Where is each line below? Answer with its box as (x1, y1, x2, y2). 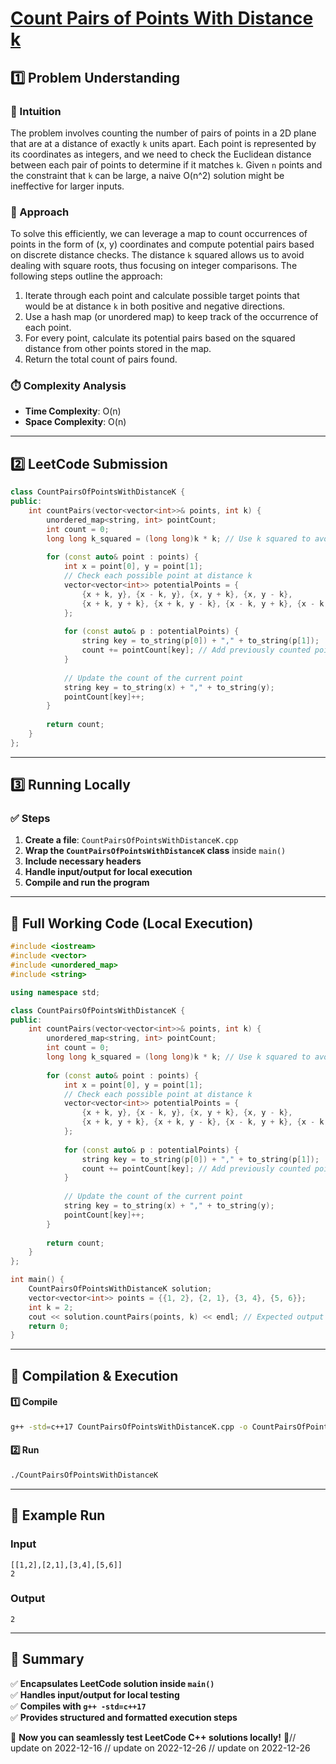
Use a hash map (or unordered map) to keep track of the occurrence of (24, 311, 319, 323)
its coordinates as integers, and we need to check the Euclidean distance (10, 148, 312, 160)
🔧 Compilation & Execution (10, 1367, 179, 1384)
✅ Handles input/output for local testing (10, 1688, 180, 1701)
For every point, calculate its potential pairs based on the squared (24, 332, 296, 344)
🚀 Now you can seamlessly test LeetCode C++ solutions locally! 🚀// (10, 1731, 297, 1743)
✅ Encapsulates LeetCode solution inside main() (10, 1677, 215, 1689)
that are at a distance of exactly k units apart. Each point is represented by (10, 137, 317, 149)
